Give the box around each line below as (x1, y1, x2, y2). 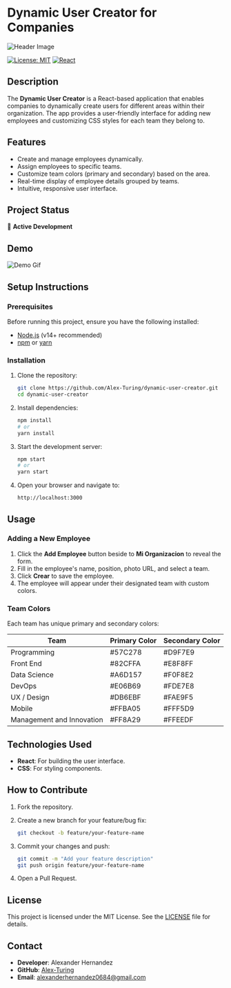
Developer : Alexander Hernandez (17, 958, 114, 967)
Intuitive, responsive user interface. (17, 184, 118, 192)
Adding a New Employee (7, 534, 91, 544)
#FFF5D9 (163, 704, 194, 713)
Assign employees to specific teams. (17, 162, 122, 170)
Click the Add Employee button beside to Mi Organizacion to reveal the (17, 549, 221, 558)
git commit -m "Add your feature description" (17, 855, 154, 862)
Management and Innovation (10, 715, 103, 724)
